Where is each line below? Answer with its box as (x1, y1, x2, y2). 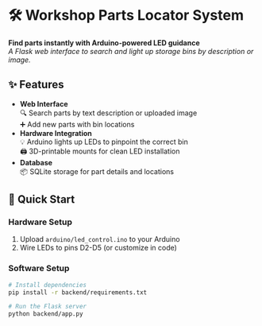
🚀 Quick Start (8, 192, 75, 207)
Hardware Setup (8, 216, 73, 227)
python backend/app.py (8, 310, 83, 318)
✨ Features (8, 78, 64, 91)
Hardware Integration (19, 128, 93, 138)
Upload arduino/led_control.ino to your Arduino (19, 235, 180, 244)
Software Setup (8, 263, 70, 274)
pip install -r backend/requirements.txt (8, 288, 148, 297)
